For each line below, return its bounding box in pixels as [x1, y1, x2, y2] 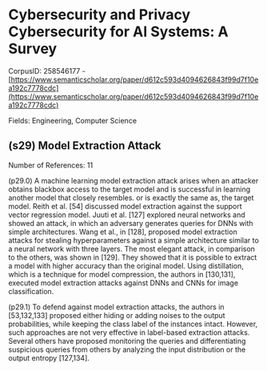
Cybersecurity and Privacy [8, 6, 191, 24]
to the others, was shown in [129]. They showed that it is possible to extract [8, 252, 257, 262]
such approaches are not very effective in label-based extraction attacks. [8, 327, 250, 337]
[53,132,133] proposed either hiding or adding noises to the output [8, 310, 225, 320]
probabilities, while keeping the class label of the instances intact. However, [8, 319, 258, 329]
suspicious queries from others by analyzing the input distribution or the [8, 345, 246, 354]
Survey [8, 40, 58, 58]
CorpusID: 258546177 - [8, 66, 86, 75]
